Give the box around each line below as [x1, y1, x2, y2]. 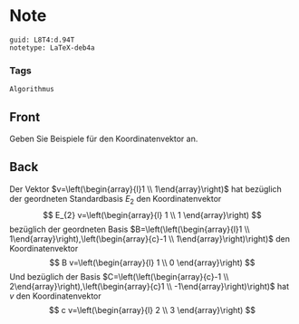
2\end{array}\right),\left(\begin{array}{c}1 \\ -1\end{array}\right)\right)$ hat [9, 281, 290, 291]
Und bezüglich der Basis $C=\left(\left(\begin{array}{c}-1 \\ [9, 271, 229, 281]
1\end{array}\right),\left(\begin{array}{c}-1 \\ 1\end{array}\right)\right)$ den [9, 233, 290, 244]
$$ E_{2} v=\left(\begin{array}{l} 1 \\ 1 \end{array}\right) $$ [42, 209, 263, 220]
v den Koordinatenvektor [9, 291, 101, 301]
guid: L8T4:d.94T [9, 35, 75, 44]
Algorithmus [9, 85, 54, 94]
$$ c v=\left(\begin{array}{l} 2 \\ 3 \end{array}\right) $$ [48, 304, 256, 315]
